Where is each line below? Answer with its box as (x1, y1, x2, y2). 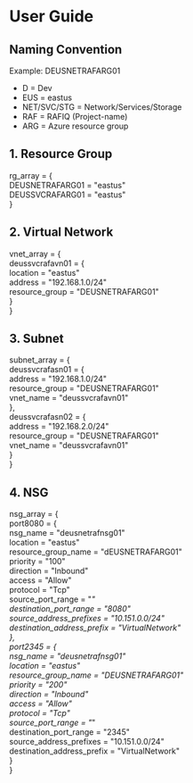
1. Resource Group (9, 146, 113, 162)
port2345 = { (9, 641, 57, 653)
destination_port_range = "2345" (9, 727, 131, 737)
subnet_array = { (9, 354, 70, 365)
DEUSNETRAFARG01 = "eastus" (9, 179, 126, 190)
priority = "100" (9, 556, 66, 567)
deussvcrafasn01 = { (9, 364, 84, 375)
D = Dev (21, 83, 52, 93)
